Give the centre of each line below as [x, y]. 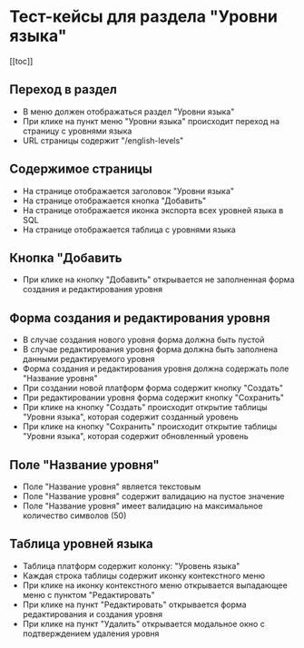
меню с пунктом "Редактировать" [89, 594]
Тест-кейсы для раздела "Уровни [144, 17]
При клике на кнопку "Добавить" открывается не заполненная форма [158, 280]
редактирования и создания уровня [93, 614]
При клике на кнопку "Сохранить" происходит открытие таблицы [150, 427]
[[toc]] [21, 61]
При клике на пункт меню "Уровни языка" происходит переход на [151, 121]
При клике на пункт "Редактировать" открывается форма [134, 604]
